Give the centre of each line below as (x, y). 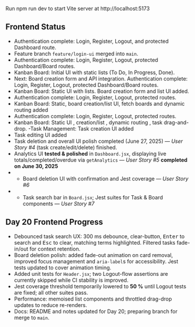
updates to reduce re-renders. (50, 305)
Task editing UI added (40, 135)
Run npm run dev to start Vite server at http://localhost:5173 (78, 9)
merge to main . (32, 318)
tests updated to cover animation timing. (63, 268)
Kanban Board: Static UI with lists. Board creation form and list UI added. (102, 91)
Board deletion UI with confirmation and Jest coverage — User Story (105, 178)
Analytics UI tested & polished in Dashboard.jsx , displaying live (90, 154)
